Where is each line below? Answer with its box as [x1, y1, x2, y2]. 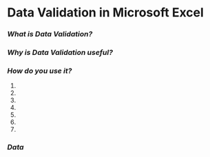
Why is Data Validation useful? [7, 48, 114, 58]
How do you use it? [7, 66, 72, 75]
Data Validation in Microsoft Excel [7, 5, 204, 21]
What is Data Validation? [7, 29, 93, 39]
